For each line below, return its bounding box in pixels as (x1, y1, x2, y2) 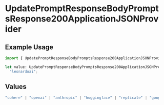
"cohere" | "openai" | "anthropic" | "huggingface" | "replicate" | (5, 95, 147, 100)
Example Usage (5, 43, 54, 51)
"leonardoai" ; (9, 69, 38, 74)
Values (5, 83, 27, 91)
